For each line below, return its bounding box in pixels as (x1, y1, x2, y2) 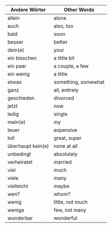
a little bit (53, 55, 75, 61)
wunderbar (7, 215, 33, 221)
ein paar (7, 63, 26, 69)
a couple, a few (53, 63, 89, 69)
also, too (53, 23, 73, 29)
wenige (7, 207, 24, 213)
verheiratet (7, 159, 33, 165)
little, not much (53, 199, 88, 205)
